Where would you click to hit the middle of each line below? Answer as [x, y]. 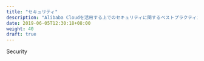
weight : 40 [20, 29]
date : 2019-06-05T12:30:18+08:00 [49, 23]
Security [17, 51]
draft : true [21, 34]
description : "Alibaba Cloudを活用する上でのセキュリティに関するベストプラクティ [102, 18]
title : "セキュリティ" [32, 12]
